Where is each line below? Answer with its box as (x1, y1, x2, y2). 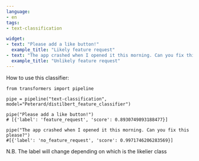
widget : (6, 36, 25, 42)
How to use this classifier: (6, 74, 69, 81)
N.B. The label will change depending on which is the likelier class (6, 147, 167, 154)
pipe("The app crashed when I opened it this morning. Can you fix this (6, 127, 190, 133)
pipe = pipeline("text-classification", (6, 96, 108, 102)
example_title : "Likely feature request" (11, 47, 115, 53)
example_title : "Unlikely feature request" (11, 57, 120, 64)
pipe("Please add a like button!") (6, 111, 94, 117)
